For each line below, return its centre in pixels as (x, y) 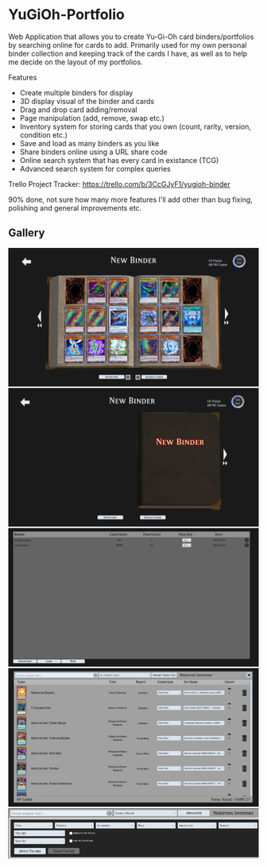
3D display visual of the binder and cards (87, 101)
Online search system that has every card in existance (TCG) (119, 160)
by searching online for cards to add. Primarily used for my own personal (128, 45)
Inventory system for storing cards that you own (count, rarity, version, (135, 126)
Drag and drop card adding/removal (78, 110)
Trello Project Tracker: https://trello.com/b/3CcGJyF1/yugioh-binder (119, 184)
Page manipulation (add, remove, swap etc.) (92, 118)
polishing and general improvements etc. (75, 207)
